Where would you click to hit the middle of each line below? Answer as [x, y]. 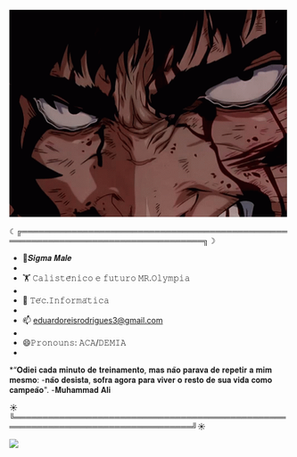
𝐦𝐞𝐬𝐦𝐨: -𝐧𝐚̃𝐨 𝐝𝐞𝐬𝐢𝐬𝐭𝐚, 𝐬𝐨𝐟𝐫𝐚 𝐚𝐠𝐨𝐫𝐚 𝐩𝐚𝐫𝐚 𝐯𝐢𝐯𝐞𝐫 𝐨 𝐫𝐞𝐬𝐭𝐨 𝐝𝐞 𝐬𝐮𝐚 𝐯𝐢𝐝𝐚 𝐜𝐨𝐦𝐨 [141, 380]
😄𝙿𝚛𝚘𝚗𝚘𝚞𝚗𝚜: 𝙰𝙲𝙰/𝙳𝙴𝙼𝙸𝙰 [74, 343]
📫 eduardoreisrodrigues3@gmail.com [92, 320]
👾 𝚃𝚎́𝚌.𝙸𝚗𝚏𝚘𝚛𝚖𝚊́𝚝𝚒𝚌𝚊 [66, 300]
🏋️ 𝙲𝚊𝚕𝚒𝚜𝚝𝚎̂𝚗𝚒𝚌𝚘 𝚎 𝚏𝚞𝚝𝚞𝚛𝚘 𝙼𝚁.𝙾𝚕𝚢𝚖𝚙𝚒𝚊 [106, 278]
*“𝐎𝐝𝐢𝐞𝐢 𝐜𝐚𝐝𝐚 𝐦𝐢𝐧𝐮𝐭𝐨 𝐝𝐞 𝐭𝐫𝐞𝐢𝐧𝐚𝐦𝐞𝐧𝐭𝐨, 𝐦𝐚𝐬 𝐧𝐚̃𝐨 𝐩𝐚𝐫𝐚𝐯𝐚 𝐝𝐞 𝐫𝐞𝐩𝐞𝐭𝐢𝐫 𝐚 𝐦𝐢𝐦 [140, 370]
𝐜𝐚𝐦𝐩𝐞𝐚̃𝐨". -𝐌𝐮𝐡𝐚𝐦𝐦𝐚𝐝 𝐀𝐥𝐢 [60, 390]
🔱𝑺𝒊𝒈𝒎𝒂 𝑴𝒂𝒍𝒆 [47, 258]
